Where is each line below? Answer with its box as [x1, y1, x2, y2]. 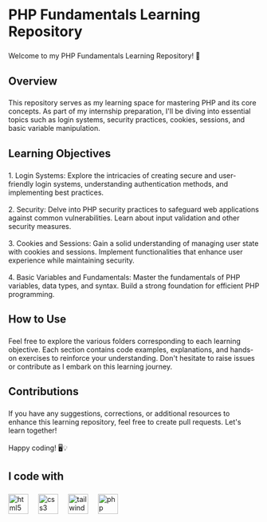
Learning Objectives [8, 146, 112, 160]
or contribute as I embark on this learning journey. [8, 362, 173, 372]
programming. [8, 289, 55, 299]
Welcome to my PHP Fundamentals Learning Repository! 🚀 [8, 51, 201, 61]
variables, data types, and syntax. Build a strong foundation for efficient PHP [8, 281, 260, 291]
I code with [8, 469, 65, 483]
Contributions [8, 385, 79, 398]
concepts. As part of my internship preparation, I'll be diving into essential [8, 106, 251, 117]
